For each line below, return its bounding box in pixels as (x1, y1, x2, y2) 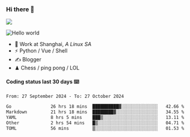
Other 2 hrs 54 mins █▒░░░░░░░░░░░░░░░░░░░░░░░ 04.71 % (6, 120, 184, 126)
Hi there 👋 (6, 5, 35, 13)
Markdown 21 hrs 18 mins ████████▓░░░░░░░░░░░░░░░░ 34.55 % (6, 109, 184, 115)
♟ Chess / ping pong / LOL (14, 64, 80, 72)
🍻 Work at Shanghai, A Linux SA (14, 41, 92, 48)
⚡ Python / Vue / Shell (14, 47, 68, 54)
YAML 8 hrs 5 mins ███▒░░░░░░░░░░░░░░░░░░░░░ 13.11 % (6, 115, 184, 121)
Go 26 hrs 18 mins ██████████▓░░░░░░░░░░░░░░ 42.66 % (6, 104, 184, 110)
